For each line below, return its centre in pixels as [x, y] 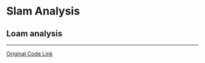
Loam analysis [34, 34]
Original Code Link [30, 54]
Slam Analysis [43, 11]
